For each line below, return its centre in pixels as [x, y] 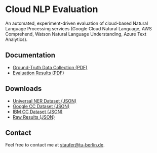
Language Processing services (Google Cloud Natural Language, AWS [78, 28]
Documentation [30, 55]
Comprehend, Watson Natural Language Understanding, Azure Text [76, 34]
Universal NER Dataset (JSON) [45, 101]
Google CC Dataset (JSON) [41, 106]
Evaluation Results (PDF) [38, 73]
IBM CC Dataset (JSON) [37, 112]
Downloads [24, 89]
